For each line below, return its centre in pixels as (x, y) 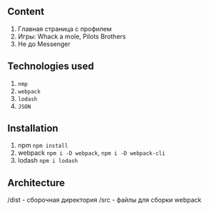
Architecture (36, 183)
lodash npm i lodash (48, 161)
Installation (33, 128)
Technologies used (51, 66)
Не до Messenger (44, 44)
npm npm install (43, 146)
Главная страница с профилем (65, 28)
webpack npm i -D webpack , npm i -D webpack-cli (91, 153)
